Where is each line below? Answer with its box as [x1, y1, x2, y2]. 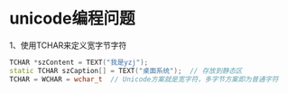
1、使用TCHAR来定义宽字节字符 [9, 40, 127, 51]
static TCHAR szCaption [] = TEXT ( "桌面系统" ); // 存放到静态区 [9, 66, 243, 75]
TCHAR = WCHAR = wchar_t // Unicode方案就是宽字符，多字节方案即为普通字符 [9, 74, 279, 84]
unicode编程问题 [9, 8, 135, 29]
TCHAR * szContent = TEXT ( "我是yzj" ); [9, 58, 149, 67]
